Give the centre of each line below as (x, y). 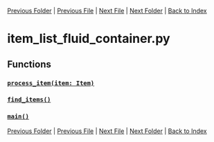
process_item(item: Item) (51, 83)
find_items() (29, 100)
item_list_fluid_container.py (89, 39)
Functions (29, 64)
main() (18, 117)
